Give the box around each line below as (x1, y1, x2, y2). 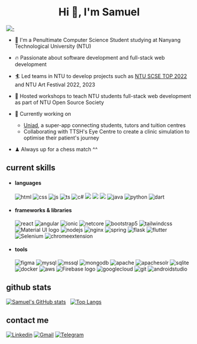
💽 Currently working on (14, 110, 71, 117)
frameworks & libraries (14, 207, 72, 214)
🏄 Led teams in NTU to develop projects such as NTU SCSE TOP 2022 (14, 72, 188, 79)
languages (14, 179, 42, 186)
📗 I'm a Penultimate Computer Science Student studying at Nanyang (14, 36, 181, 43)
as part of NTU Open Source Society (14, 99, 104, 106)
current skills (6, 163, 56, 173)
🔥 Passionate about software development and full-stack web (14, 54, 165, 61)
